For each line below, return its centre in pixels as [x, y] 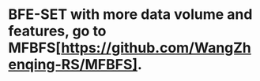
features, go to [57, 31]
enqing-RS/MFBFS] [73, 65]
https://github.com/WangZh [156, 48]
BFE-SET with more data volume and [130, 15]
